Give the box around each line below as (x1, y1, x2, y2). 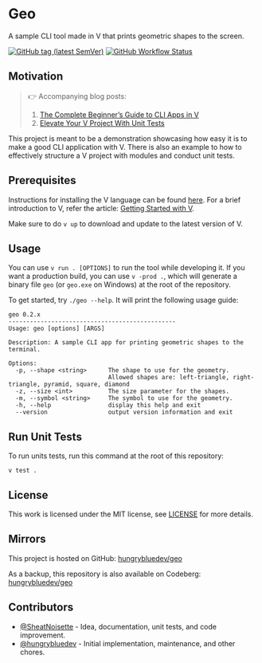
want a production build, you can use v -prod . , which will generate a (8, 272, 237, 281)
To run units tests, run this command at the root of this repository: (8, 451, 225, 461)
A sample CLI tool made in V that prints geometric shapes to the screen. (8, 31, 244, 41)
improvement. (19, 630, 66, 640)
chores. (19, 647, 45, 657)
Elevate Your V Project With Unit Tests (39, 118, 165, 127)
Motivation (8, 69, 64, 84)
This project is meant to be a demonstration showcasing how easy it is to (8, 133, 248, 143)
